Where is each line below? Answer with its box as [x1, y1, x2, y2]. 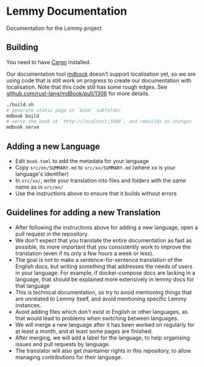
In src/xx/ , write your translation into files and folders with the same [15, 176, 187, 184]
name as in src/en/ [15, 183, 64, 191]
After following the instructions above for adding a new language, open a [15, 223, 199, 231]
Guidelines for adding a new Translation [6, 208, 161, 218]
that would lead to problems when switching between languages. [15, 314, 179, 322]
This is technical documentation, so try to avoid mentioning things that [15, 288, 192, 296]
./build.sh [6, 101, 34, 107]
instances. [15, 301, 41, 309]
